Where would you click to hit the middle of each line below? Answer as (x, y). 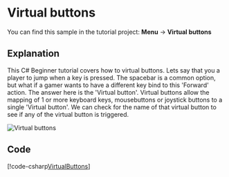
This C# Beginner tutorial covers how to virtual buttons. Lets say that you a (113, 70)
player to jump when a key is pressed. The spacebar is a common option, (111, 77)
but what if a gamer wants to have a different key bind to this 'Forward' (108, 85)
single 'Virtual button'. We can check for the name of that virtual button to (112, 107)
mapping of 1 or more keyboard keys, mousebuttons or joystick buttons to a (115, 100)
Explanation (34, 54)
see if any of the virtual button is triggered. (68, 114)
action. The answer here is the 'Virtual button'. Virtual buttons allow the (108, 92)
